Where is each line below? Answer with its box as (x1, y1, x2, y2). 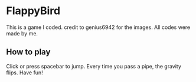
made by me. (6, 29, 38, 37)
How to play (6, 47, 51, 57)
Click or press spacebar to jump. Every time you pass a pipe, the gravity (6, 63, 182, 70)
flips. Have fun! (6, 69, 43, 76)
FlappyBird (6, 4, 61, 18)
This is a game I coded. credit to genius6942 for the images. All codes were (6, 24, 191, 31)
